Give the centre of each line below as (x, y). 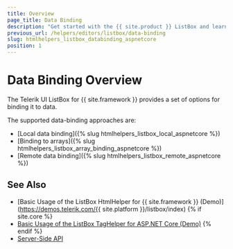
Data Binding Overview (75, 80)
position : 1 (24, 46)
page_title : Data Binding (44, 20)
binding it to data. (32, 106)
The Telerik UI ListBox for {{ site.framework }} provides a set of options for (114, 99)
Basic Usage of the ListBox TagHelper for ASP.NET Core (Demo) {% (114, 223)
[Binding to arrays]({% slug (56, 141)
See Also (27, 185)
